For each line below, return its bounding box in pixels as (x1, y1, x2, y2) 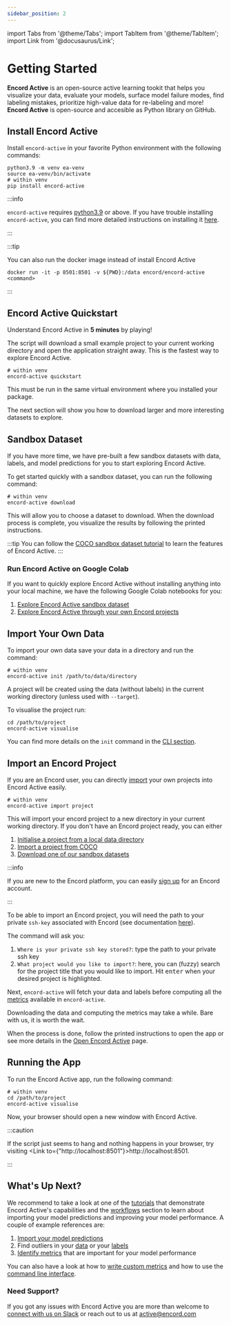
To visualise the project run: (7, 706, 86, 714)
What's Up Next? (7, 1180, 82, 1192)
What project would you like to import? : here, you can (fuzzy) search (17, 959, 221, 968)
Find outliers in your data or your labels (17, 1241, 129, 1250)
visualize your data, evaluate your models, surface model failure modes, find (7, 91, 224, 99)
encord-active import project (7, 802, 94, 809)
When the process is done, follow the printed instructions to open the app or (7, 1029, 224, 1037)
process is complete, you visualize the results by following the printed (7, 519, 205, 527)
